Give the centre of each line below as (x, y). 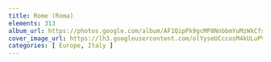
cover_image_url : (38, 38)
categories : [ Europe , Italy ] (61, 46)
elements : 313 (32, 23)
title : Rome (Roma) (41, 16)
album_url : (27, 31)
